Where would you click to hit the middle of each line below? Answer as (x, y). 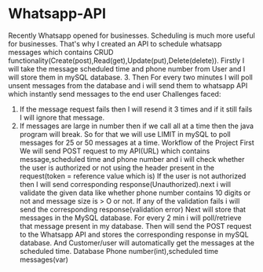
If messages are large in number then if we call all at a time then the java (136, 126)
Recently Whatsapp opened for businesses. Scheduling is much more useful (131, 35)
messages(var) (44, 259)
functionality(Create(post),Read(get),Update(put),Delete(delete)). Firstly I (126, 61)
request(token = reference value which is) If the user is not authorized (133, 176)
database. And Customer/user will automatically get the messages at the (137, 243)
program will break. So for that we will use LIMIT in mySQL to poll (125, 134)
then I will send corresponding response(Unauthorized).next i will (125, 184)
